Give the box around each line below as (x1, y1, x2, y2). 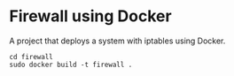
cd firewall (9, 52, 53, 61)
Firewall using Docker (9, 6, 172, 27)
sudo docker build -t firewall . (9, 60, 133, 69)
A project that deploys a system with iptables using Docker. (9, 35, 226, 46)
